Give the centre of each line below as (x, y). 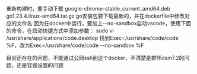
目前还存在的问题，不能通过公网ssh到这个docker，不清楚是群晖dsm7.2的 (95, 58)
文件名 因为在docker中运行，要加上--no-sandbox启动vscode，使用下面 (104, 23)
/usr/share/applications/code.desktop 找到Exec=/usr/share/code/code (93, 38)
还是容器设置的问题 (40, 65)
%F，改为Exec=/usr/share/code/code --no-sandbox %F (75, 45)
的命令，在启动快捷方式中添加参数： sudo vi (60, 31)
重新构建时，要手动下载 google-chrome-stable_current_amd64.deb (88, 9)
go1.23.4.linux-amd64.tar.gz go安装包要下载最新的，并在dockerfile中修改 (96, 16)
